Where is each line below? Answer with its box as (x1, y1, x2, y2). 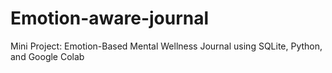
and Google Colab (10, 50, 85, 62)
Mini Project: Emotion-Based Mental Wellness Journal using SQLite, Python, (10, 40, 323, 52)
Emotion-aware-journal (10, 7, 210, 30)
